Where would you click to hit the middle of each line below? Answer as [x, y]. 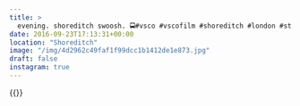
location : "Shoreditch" [54, 42]
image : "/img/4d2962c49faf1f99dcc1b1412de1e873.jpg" [110, 51]
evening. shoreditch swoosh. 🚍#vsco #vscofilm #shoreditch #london [146, 26]
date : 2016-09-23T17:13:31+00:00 [72, 34]
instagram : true [39, 68]
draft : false [34, 59]
